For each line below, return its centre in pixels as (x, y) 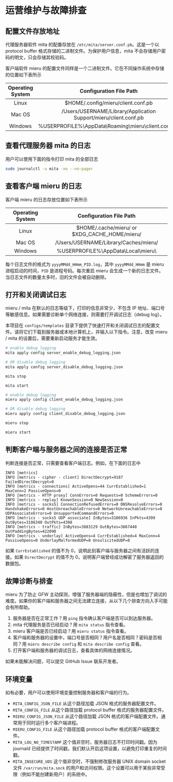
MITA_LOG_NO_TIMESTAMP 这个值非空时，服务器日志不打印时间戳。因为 (85, 742)
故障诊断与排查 (29, 581)
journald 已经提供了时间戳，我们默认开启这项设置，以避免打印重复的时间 (90, 749)
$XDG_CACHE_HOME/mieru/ (107, 234)
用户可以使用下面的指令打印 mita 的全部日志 (52, 159)
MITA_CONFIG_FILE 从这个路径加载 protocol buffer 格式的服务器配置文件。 (90, 710)
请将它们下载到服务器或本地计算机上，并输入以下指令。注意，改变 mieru (91, 332)
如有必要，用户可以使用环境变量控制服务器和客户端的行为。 (68, 692)
